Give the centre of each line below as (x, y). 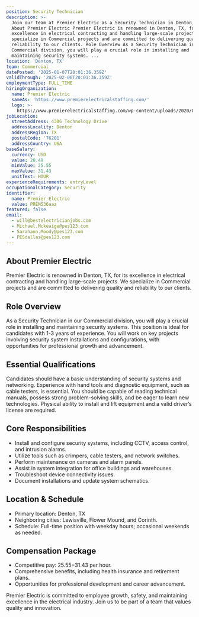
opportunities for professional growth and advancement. (75, 346)
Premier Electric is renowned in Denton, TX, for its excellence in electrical (96, 275)
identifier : (21, 193)
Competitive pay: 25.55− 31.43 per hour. (63, 565)
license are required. (31, 410)
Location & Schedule (45, 500)
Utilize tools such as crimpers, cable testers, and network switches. (97, 456)
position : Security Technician (45, 12)
